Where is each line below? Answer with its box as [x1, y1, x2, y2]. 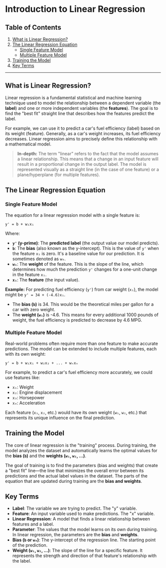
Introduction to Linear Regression [5, 3, 146, 15]
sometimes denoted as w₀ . [12, 256, 66, 262]
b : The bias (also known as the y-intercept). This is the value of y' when [12, 245, 159, 251]
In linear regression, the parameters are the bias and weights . [12, 532, 139, 538]
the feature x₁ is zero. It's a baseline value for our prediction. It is [12, 250, 145, 256]
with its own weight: [5, 351, 46, 357]
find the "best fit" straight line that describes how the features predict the [5, 110, 155, 116]
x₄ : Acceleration [12, 400, 45, 406]
